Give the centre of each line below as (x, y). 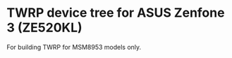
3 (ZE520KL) (44, 28)
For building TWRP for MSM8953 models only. (74, 47)
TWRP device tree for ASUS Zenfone (116, 13)
